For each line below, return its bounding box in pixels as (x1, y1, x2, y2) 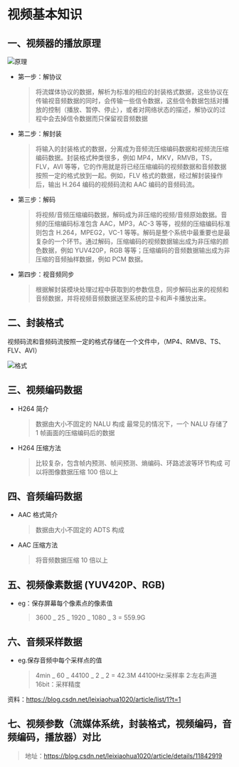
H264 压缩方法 (17, 443, 62, 452)
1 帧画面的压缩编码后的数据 (35, 428, 115, 437)
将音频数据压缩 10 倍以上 (35, 556, 108, 565)
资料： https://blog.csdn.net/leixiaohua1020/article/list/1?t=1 (7, 695, 181, 704)
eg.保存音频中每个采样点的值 (17, 656, 102, 664)
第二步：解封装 (17, 130, 62, 137)
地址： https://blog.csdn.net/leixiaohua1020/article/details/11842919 (24, 751, 223, 760)
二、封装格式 (7, 317, 64, 329)
